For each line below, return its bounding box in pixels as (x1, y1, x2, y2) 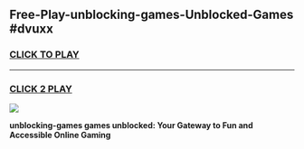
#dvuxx (9, 22, 54, 37)
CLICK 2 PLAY (9, 82, 72, 95)
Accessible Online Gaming (9, 129, 111, 140)
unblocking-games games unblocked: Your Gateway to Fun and (9, 119, 253, 130)
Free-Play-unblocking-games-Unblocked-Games (9, 7, 294, 23)
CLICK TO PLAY (9, 49, 80, 61)
